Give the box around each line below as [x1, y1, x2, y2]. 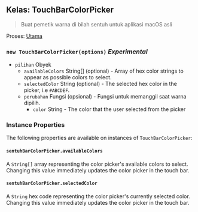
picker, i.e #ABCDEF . [23, 86, 70, 94]
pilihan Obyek [14, 61, 52, 68]
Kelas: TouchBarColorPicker [6, 5, 114, 15]
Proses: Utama [6, 32, 43, 40]
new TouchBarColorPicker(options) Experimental [6, 47, 148, 56]
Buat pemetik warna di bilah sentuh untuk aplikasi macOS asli [20, 20, 172, 28]
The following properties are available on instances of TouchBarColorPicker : [6, 135, 193, 142]
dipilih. [23, 99, 41, 107]
